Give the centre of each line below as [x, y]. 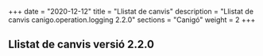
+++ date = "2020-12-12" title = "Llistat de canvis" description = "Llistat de [131, 11]
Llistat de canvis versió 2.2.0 [81, 45]
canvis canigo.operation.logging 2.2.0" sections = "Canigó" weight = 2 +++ [132, 20]
